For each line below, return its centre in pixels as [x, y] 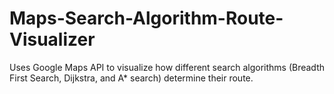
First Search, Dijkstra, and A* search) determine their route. [131, 78]
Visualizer [52, 39]
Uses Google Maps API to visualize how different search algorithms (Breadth [167, 67]
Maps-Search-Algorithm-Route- [146, 18]
